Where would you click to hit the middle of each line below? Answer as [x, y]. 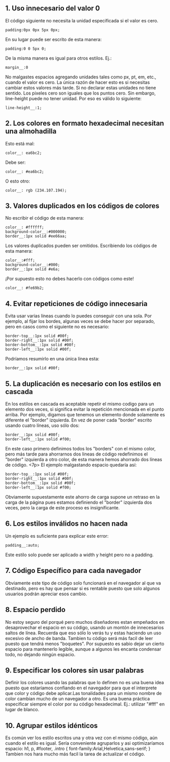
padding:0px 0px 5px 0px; [32, 30]
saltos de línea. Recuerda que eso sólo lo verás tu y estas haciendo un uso [83, 633]
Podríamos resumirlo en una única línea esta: [53, 359]
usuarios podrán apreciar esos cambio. [46, 594]
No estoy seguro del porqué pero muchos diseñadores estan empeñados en [85, 622]
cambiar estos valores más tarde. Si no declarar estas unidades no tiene [81, 87]
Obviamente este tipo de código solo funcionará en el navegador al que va [83, 583]
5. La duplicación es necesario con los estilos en [83, 384]
